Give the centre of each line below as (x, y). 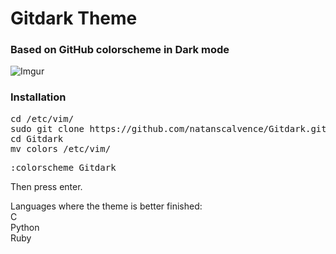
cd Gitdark (37, 138)
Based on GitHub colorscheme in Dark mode (120, 50)
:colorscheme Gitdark (63, 167)
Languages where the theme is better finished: (106, 206)
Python (25, 227)
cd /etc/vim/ (42, 118)
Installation (38, 97)
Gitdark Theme (74, 18)
